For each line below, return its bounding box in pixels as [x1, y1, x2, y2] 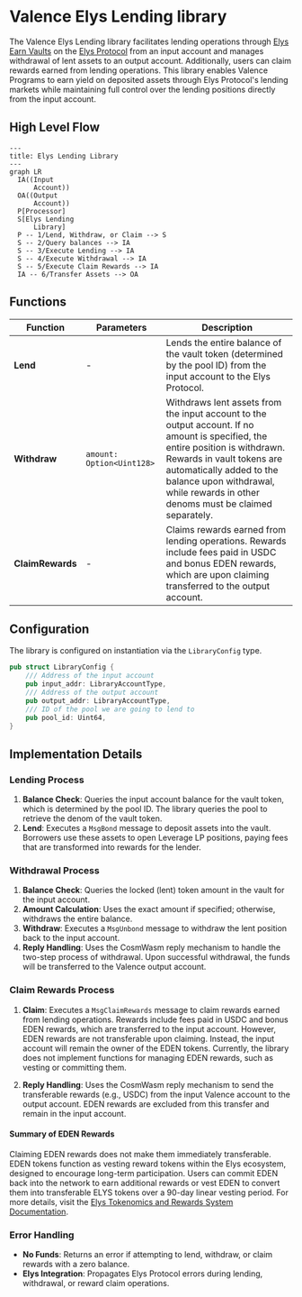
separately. [165, 508, 214, 521]
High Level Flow [9, 120, 101, 135]
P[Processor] [17, 206, 67, 215]
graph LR [9, 167, 42, 177]
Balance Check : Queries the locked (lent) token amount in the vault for [22, 885, 285, 896]
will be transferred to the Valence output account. [22, 962, 207, 973]
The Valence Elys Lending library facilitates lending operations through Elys [9, 36, 289, 47]
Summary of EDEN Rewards [9, 1128, 115, 1139]
